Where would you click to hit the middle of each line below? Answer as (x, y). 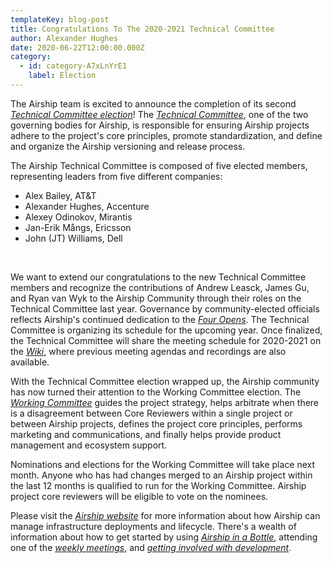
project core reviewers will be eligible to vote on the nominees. (139, 496)
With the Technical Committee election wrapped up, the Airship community (165, 381)
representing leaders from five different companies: (116, 176)
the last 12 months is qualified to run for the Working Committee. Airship (158, 485)
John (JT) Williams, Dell (73, 238)
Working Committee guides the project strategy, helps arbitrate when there (165, 402)
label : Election (62, 76)
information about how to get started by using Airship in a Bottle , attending (164, 537)
